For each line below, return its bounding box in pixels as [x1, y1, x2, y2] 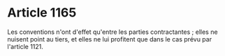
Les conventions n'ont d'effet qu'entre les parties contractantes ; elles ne [7, 28, 218, 36]
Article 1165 [7, 5, 77, 21]
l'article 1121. [7, 42, 44, 50]
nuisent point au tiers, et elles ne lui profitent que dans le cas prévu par [7, 35, 212, 43]
